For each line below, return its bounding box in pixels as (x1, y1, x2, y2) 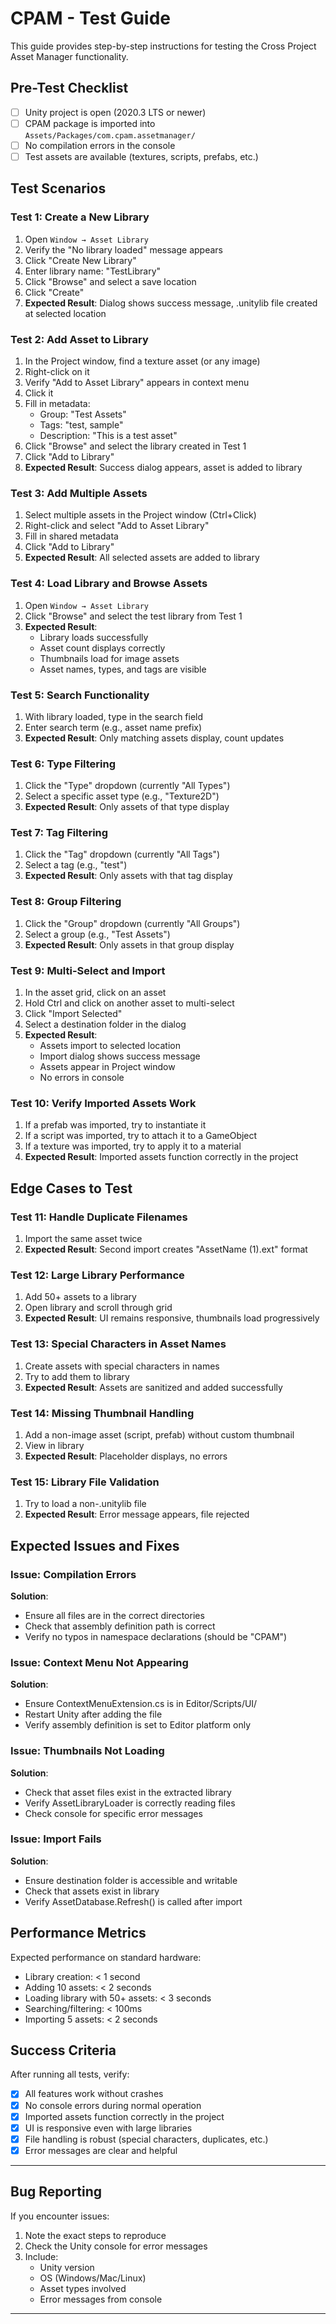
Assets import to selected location (39, 1040, 182, 1052)
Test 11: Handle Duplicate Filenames (10, 1210, 188, 1224)
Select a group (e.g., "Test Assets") (24, 928, 171, 940)
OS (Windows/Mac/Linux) (39, 2272, 147, 2284)
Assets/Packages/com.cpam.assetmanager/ (24, 130, 196, 141)
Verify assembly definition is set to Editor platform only (24, 1719, 252, 1731)
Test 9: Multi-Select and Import (10, 963, 166, 977)
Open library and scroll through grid (24, 1302, 173, 1314)
